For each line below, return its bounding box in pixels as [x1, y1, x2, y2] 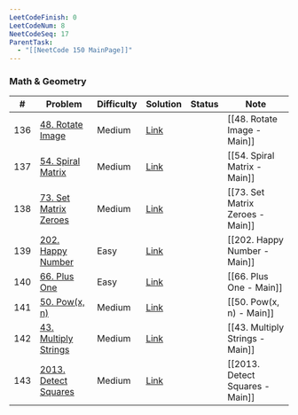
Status [190, 98, 219, 111]
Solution [145, 98, 182, 111]
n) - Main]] [227, 307, 275, 319]
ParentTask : [9, 37, 53, 47]
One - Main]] [227, 281, 283, 294]
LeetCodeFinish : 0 [9, 12, 77, 22]
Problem [45, 98, 82, 111]
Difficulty [97, 98, 137, 111]
